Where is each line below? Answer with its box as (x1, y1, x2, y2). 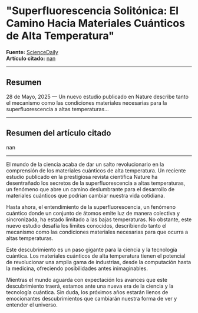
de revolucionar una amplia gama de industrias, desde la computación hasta (6, 258, 192, 265)
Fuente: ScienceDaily (6, 48, 59, 55)
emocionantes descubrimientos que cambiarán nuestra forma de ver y (6, 295, 177, 302)
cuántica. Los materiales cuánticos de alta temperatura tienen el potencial (6, 252, 186, 259)
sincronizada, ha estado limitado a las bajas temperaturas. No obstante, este (6, 216, 192, 223)
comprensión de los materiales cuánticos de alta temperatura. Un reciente (6, 167, 186, 174)
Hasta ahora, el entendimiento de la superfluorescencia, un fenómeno (6, 203, 176, 210)
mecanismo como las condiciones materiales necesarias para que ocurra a (6, 228, 189, 235)
